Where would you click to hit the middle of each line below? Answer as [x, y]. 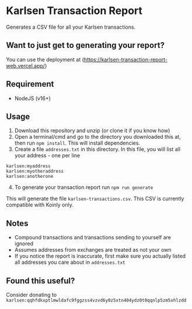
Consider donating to [32, 295]
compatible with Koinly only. [40, 205]
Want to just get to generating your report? [85, 45]
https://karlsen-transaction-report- [126, 59]
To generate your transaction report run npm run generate [84, 187]
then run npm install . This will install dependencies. [77, 143]
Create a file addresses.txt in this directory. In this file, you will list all [97, 149]
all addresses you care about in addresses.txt [70, 262]
